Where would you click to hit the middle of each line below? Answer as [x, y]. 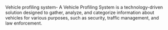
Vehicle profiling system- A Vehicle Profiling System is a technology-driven [84, 7]
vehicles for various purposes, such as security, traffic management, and [82, 18]
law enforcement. [24, 23]
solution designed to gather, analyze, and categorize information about [80, 12]
